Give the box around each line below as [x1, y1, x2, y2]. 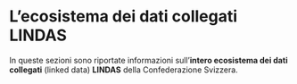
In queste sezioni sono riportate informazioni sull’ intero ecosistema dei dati [9, 55, 288, 65]
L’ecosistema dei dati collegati [9, 6, 238, 27]
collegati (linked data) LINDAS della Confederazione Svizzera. [9, 64, 238, 75]
